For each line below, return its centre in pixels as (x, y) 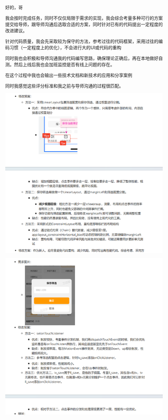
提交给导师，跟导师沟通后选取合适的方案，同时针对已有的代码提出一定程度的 (84, 24)
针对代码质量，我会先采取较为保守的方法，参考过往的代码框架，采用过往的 (82, 41)
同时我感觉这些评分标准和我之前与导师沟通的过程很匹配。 (64, 86)
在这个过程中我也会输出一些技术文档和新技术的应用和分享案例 (69, 75)
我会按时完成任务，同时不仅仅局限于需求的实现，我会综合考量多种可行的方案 (84, 18)
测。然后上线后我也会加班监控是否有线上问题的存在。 (60, 65)
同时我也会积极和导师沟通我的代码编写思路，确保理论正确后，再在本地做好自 (84, 58)
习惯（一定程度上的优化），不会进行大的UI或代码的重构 (65, 47)
